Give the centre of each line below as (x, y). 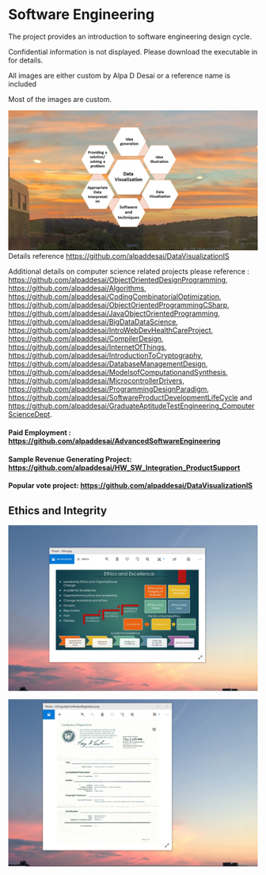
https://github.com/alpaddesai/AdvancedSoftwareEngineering (114, 441)
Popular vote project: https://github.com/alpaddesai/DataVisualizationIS (131, 486)
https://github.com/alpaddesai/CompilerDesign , (86, 339)
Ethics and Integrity (58, 511)
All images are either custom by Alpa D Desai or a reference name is (120, 75)
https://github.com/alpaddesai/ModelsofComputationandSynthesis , (118, 373)
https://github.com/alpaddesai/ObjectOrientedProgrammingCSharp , (119, 305)
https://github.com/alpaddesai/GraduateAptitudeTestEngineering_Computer (131, 406)
